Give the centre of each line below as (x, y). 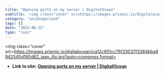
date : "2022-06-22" (25, 28)
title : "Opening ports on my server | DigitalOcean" (60, 10)
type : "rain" (18, 32)
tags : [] (14, 23)
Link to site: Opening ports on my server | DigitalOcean (69, 66)
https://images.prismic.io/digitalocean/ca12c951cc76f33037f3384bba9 (86, 51)
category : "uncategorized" (33, 19)
